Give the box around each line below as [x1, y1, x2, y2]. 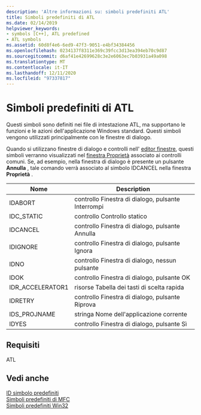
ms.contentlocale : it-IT [6, 64, 68, 71]
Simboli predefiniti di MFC [6, 395, 71, 402]
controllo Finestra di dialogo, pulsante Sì [74, 320, 187, 328]
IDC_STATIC [9, 212, 43, 221]
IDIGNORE [9, 243, 38, 251]
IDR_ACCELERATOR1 [9, 283, 69, 292]
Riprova [74, 300, 96, 309]
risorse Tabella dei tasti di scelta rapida [74, 283, 184, 292]
